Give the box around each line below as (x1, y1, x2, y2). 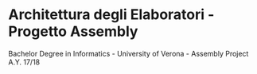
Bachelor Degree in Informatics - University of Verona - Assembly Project (8, 49, 249, 58)
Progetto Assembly (8, 22, 138, 41)
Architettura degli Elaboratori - (8, 6, 215, 24)
